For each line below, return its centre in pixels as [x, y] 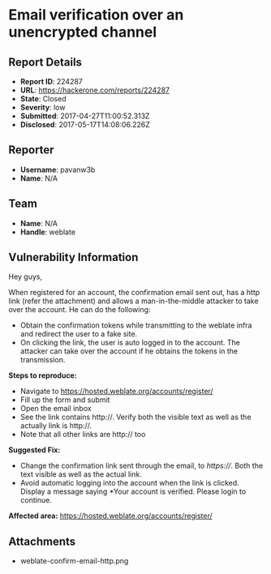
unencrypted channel [83, 32]
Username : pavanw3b [58, 169]
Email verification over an [96, 15]
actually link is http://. [56, 426]
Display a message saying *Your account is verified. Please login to [133, 491]
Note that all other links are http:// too [83, 435]
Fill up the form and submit [65, 400]
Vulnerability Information [73, 257]
